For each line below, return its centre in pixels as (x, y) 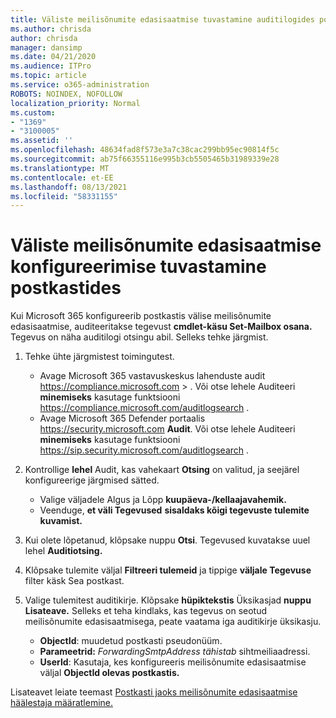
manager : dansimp (46, 47)
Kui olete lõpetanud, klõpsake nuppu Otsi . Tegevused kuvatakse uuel (167, 540)
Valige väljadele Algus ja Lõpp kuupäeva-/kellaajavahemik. (163, 500)
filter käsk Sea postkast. (74, 581)
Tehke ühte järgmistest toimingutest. (99, 357)
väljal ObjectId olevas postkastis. (109, 673)
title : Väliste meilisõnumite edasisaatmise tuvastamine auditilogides (162, 19)
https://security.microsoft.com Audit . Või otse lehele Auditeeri (167, 429)
